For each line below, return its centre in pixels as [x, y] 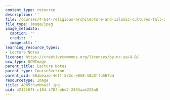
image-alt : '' [25, 43]
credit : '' [21, 38]
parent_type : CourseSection [35, 71]
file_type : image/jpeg [29, 24]
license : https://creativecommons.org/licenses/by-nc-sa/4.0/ [72, 57]
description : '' [22, 15]
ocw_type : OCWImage [26, 62]
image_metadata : [22, 29]
